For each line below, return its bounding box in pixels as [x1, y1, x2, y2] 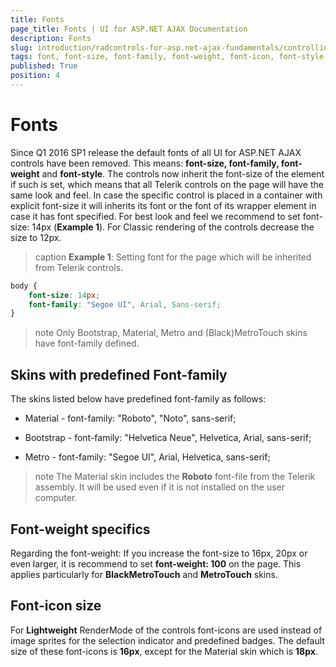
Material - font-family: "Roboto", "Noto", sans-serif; [24, 412, 237, 425]
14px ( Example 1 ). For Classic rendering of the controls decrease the [31, 221, 315, 233]
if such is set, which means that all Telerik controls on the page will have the [10, 178, 324, 190]
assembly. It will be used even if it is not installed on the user [34, 481, 286, 493]
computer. [34, 492, 78, 504]
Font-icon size [10, 597, 102, 615]
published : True [10, 61, 78, 71]
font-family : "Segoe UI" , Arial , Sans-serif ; [28, 299, 222, 310]
